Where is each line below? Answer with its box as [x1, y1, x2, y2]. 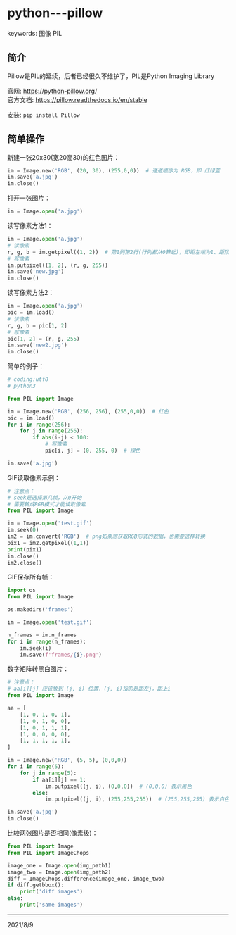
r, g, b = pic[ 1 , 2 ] [7, 322, 68, 329]
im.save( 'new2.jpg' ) [7, 341, 68, 349]
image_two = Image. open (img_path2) [7, 868, 112, 876]
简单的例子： [7, 362, 44, 370]
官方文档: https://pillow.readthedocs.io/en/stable [7, 95, 147, 103]
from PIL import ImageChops [7, 849, 90, 856]
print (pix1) [7, 546, 42, 553]
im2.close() [7, 559, 42, 566]
